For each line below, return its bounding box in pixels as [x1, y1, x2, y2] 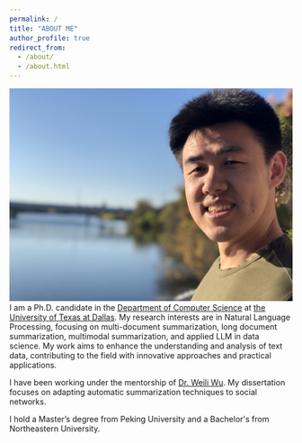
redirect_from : [9, 43, 67, 52]
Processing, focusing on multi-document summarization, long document [9, 321, 278, 332]
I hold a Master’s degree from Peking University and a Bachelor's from [9, 414, 270, 424]
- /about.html [17, 62, 70, 71]
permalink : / [9, 14, 58, 23]
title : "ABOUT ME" [9, 23, 78, 33]
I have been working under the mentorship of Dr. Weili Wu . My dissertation [9, 377, 286, 387]
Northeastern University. [9, 423, 101, 434]
